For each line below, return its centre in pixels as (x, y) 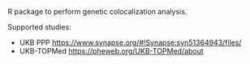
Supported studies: (40, 27)
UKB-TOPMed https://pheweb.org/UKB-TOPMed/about (111, 51)
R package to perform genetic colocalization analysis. (97, 12)
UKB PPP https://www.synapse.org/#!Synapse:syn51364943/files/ (130, 42)
